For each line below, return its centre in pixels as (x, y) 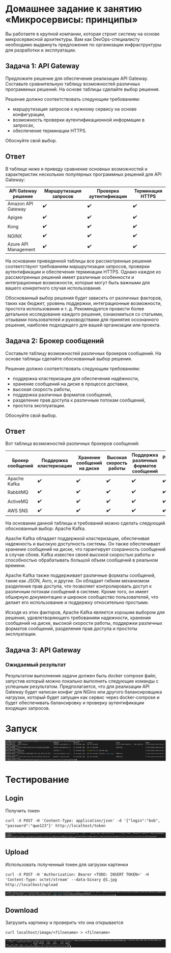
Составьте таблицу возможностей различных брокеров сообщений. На (83, 353)
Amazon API (20, 204)
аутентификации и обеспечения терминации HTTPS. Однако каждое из (83, 272)
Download (22, 910)
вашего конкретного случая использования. (53, 288)
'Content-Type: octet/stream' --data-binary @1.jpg (61, 880)
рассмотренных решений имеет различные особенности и (70, 277)
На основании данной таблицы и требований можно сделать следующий (85, 523)
